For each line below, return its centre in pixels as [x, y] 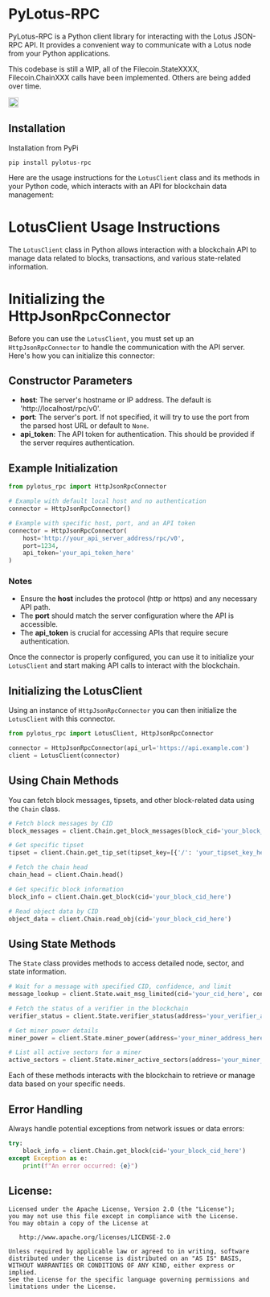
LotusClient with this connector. [62, 719]
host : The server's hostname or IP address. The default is [115, 400]
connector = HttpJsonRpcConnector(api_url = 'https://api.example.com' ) [129, 748]
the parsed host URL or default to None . [84, 426]
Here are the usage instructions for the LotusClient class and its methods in [134, 177]
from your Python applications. [59, 53]
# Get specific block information [66, 889]
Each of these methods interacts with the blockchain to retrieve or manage [132, 1076]
